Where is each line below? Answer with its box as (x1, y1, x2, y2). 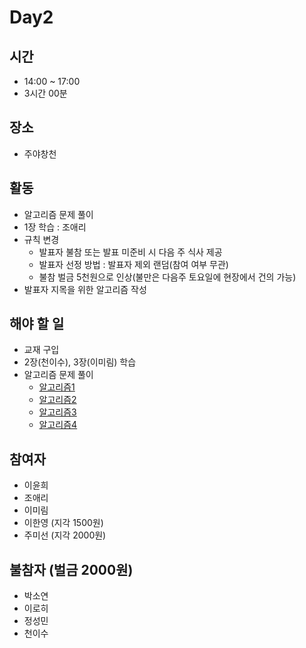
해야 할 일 (9, 316, 65, 333)
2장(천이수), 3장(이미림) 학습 (23, 356, 137, 368)
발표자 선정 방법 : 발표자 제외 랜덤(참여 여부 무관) (38, 258, 229, 270)
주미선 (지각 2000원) (23, 529, 107, 541)
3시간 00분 (23, 87, 68, 99)
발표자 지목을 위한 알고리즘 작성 (23, 283, 147, 295)
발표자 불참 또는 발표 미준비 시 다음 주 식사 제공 (38, 246, 223, 258)
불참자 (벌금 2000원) (9, 561, 134, 578)
